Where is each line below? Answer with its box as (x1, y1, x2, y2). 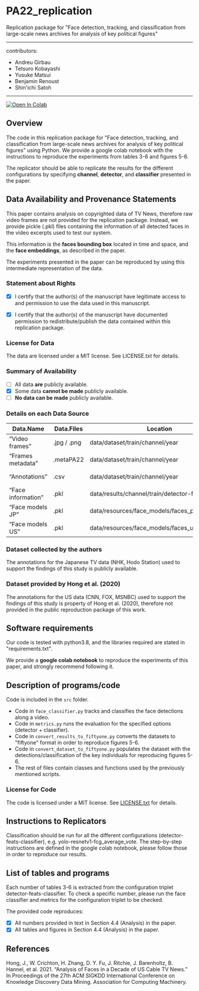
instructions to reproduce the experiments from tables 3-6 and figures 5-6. (6, 153, 189, 160)
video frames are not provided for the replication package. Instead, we (6, 216, 179, 223)
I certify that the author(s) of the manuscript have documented (14, 311, 168, 318)
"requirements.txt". (6, 645, 53, 653)
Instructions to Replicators (6, 816, 107, 826)
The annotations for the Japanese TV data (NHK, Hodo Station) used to (6, 559, 181, 566)
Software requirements (6, 623, 94, 634)
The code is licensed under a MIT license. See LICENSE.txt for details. (6, 799, 178, 806)
